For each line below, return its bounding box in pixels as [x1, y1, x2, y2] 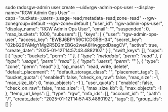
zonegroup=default [5, 20, 46, 26]
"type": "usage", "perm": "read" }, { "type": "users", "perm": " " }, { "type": [5, 58, 159, 64]
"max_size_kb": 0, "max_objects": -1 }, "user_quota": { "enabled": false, [5, 80, 154, 86]
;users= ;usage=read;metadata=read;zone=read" [39, 15, 142, 21]
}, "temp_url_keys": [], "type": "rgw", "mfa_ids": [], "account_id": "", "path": [5, 91, 161, 96]
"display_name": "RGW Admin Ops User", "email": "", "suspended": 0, [5, 26, 150, 32]
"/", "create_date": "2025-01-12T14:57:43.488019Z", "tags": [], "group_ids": [5, 96, 162, 102]
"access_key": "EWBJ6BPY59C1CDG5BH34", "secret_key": [18, 36, 143, 43]
